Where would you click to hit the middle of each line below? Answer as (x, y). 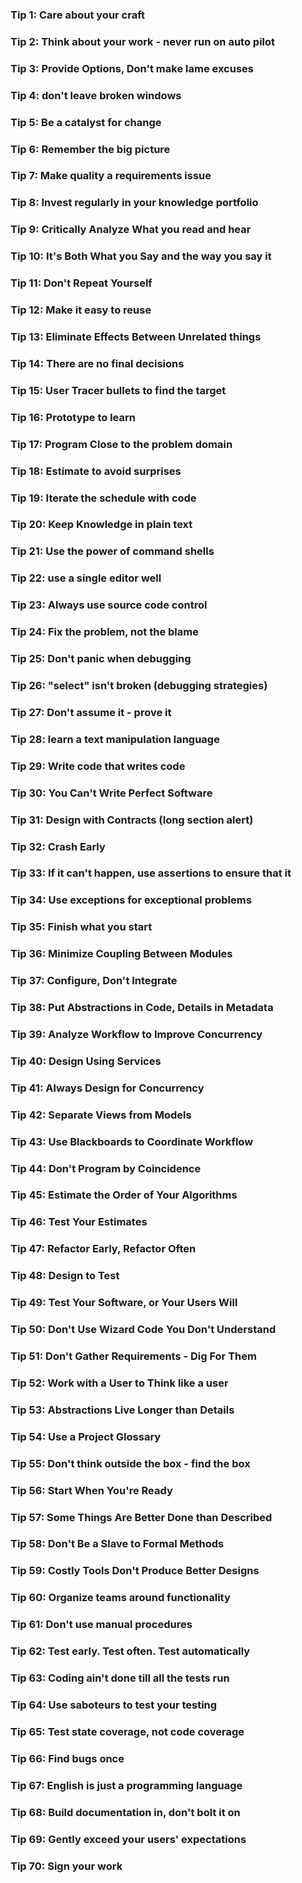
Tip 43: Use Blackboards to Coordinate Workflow (132, 1141)
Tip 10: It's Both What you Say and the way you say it (141, 256)
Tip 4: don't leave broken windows (96, 95)
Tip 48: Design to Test (65, 1276)
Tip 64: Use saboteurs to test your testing (114, 1705)
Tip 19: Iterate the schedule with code (103, 498)
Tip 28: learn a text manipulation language (115, 739)
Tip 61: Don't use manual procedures (101, 1625)
